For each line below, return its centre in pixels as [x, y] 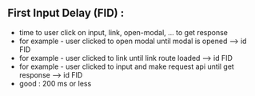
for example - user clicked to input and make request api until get [127, 66]
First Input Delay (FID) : [66, 13]
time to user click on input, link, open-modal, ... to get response [124, 32]
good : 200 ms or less [55, 83]
